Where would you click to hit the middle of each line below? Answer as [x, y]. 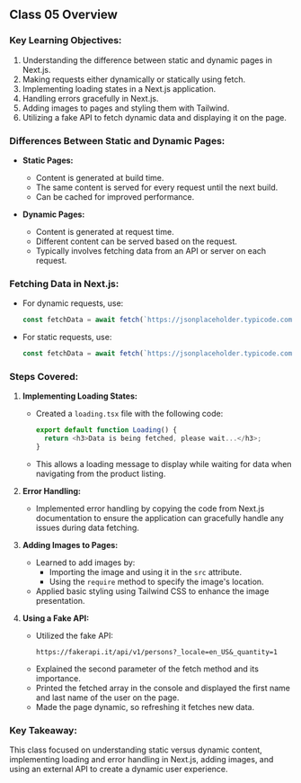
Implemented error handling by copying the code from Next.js [150, 508]
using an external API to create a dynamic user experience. [119, 769]
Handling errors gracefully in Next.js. [90, 98]
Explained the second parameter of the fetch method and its [147, 669]
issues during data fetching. [87, 527]
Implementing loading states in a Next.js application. [119, 88]
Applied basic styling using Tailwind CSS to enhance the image [152, 591]
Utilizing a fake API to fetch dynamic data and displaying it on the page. [155, 117]
